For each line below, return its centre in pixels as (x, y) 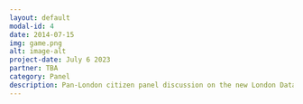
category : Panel (40, 77)
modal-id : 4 (32, 26)
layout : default (40, 18)
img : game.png (36, 43)
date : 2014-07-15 (42, 34)
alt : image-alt (38, 52)
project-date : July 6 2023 (60, 60)
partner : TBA (34, 69)
